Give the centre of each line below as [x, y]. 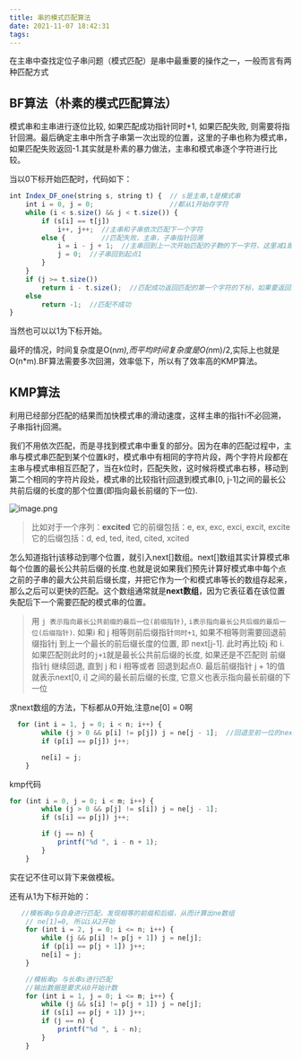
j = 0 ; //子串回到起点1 [99, 255]
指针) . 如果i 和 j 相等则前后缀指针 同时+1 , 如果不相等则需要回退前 [171, 632]
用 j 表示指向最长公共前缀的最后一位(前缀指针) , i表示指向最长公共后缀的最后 [155, 621]
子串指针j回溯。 [38, 427]
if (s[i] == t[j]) [76, 221]
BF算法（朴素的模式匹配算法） [93, 103]
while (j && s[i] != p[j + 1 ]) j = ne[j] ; [122, 1004]
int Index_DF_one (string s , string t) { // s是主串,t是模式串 [125, 196]
